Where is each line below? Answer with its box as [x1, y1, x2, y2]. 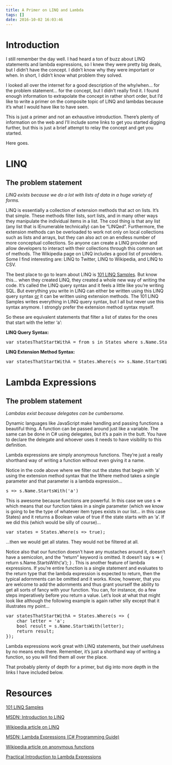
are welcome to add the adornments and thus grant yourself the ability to [6, 581, 160, 587]
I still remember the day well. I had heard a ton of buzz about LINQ [6, 56, 145, 62]
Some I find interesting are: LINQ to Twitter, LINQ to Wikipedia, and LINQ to [6, 256, 163, 263]
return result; [16, 628, 55, 635]
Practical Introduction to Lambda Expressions [6, 754, 102, 760]
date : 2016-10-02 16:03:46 [6, 17, 63, 22]
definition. [6, 442, 27, 448]
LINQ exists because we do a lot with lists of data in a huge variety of [6, 192, 153, 198]
